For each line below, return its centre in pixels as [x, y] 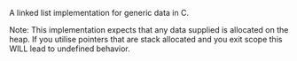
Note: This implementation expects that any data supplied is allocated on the [149, 30]
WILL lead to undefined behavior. [70, 49]
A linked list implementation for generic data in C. [99, 13]
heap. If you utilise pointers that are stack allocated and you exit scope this [146, 39]
